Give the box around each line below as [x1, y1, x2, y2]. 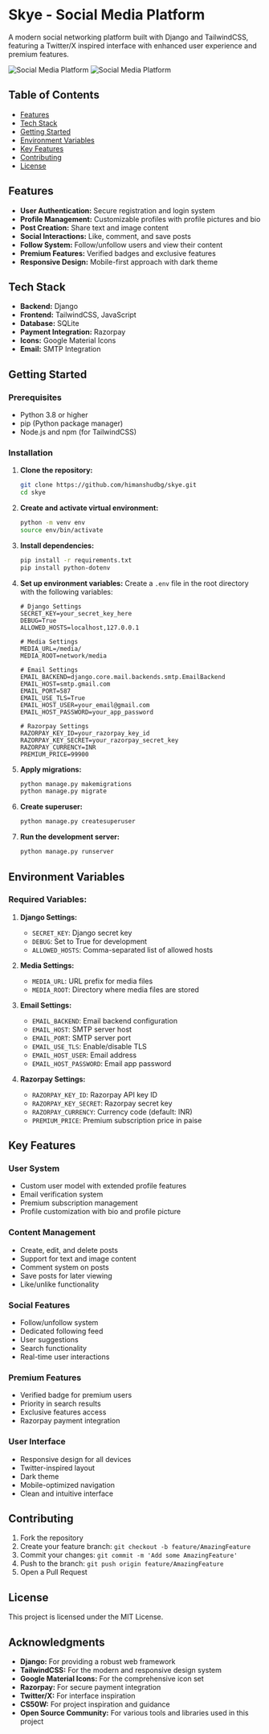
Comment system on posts [19, 1262, 110, 1272]
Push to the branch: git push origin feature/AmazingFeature [19, 1559, 224, 1568]
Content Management [8, 1227, 96, 1238]
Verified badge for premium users [19, 1390, 132, 1400]
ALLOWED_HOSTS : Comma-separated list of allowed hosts [31, 945, 214, 954]
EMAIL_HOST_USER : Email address [31, 1050, 137, 1060]
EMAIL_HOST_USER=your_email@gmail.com [19, 701, 150, 709]
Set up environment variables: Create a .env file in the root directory [19, 578, 249, 588]
